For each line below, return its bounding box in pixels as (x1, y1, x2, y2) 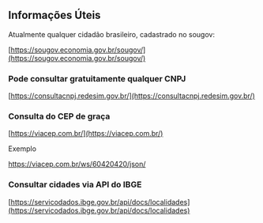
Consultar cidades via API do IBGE (8, 180, 142, 191)
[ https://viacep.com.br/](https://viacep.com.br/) (8, 129, 163, 138)
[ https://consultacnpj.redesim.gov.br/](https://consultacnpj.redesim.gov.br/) (8, 91, 255, 100)
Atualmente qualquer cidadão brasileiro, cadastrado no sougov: (8, 29, 216, 39)
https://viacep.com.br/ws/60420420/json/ (8, 160, 146, 169)
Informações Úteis (8, 9, 101, 22)
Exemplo (8, 144, 37, 153)
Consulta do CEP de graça (8, 111, 111, 122)
